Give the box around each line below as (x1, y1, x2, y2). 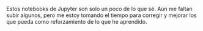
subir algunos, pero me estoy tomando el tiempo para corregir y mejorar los (6, 12, 197, 19)
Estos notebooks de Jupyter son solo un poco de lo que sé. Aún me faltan (6, 5, 193, 12)
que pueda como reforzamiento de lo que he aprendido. (6, 18, 148, 25)
